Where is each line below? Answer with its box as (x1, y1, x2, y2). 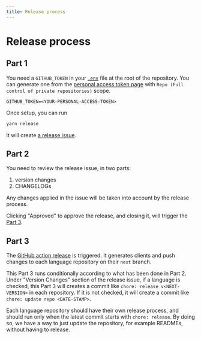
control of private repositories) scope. (6, 87, 111, 94)
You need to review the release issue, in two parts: (6, 165, 131, 172)
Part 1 (6, 58, 28, 69)
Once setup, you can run (6, 109, 68, 116)
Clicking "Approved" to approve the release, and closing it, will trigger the (6, 212, 188, 219)
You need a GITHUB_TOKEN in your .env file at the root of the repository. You (6, 74, 190, 81)
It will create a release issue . (6, 131, 77, 138)
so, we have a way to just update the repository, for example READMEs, (6, 320, 183, 327)
